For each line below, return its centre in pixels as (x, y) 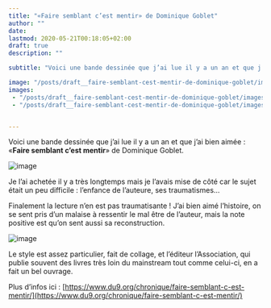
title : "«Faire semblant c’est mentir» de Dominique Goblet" (113, 16)
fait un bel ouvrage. (41, 272)
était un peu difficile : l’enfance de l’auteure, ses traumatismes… (114, 190)
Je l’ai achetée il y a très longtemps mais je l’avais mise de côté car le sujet (132, 181)
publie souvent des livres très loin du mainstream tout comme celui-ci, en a (133, 263)
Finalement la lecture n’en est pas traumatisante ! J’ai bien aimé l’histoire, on (135, 206)
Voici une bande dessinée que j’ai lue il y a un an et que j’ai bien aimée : (127, 142)
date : (17, 31)
